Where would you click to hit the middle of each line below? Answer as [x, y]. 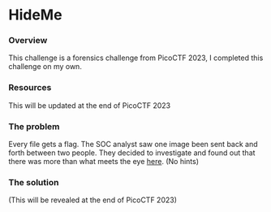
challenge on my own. [45, 67]
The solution [34, 182]
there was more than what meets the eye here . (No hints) [104, 162]
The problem [34, 126]
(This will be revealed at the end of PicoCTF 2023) [92, 200]
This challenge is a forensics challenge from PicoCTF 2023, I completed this [136, 58]
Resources [30, 88]
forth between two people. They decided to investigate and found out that [132, 153]
